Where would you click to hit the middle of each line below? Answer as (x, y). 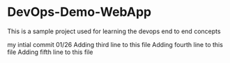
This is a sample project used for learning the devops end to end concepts (114, 31)
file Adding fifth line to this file (50, 52)
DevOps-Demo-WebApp (79, 12)
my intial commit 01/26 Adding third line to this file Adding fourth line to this (115, 44)
